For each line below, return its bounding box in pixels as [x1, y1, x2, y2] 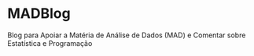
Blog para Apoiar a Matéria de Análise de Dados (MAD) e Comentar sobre [7, 30, 246, 40]
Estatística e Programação [7, 38, 93, 47]
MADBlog [7, 5, 72, 23]
